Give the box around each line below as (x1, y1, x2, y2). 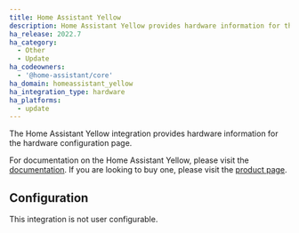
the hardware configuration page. (9, 138, 133, 149)
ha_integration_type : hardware (9, 87, 125, 96)
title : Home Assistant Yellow (9, 12, 122, 22)
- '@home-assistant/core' (17, 71, 114, 80)
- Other (17, 46, 46, 55)
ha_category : (9, 37, 58, 47)
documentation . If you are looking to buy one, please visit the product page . (9, 165, 287, 175)
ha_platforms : (9, 95, 62, 105)
